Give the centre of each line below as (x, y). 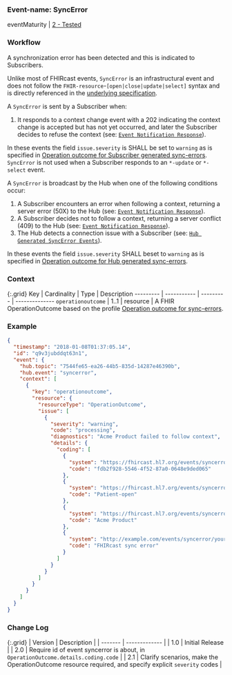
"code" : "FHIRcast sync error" (114, 546)
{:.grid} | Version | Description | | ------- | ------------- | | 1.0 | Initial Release (116, 643)
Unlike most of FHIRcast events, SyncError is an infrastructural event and (111, 78)
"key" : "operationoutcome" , (72, 392)
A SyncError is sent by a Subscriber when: (67, 106)
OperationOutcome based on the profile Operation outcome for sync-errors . (115, 308)
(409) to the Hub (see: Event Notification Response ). (94, 225)
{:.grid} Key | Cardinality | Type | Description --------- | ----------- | (104, 294)
